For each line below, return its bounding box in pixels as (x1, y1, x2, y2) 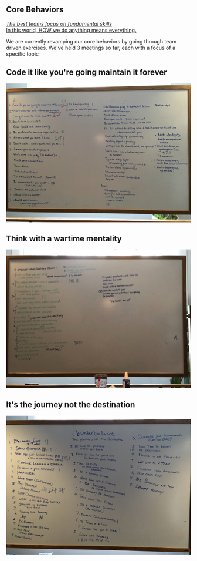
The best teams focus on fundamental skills (6, 20, 113, 27)
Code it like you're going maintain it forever (6, 68, 167, 78)
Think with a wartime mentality (6, 234, 122, 244)
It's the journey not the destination (6, 399, 135, 410)
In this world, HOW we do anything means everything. (6, 26, 137, 33)
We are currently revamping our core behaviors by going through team (6, 38, 177, 45)
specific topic (6, 50, 39, 58)
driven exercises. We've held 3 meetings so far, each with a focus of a (6, 44, 176, 51)
